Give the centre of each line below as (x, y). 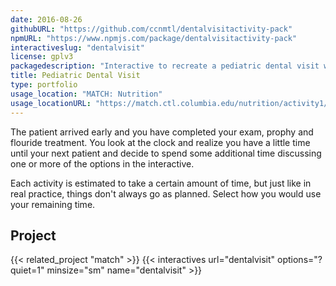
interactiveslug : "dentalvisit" (77, 47)
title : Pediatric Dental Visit (75, 76)
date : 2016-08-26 (46, 19)
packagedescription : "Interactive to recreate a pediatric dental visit (165, 66)
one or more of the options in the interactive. (102, 163)
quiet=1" (27, 270)
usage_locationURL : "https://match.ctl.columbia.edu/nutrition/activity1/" (171, 103)
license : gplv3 (42, 57)
